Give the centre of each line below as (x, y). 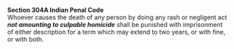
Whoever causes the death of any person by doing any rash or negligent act (117, 17)
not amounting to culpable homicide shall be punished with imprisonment (115, 24)
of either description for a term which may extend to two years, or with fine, (116, 32)
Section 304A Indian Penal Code (55, 10)
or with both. (26, 39)
